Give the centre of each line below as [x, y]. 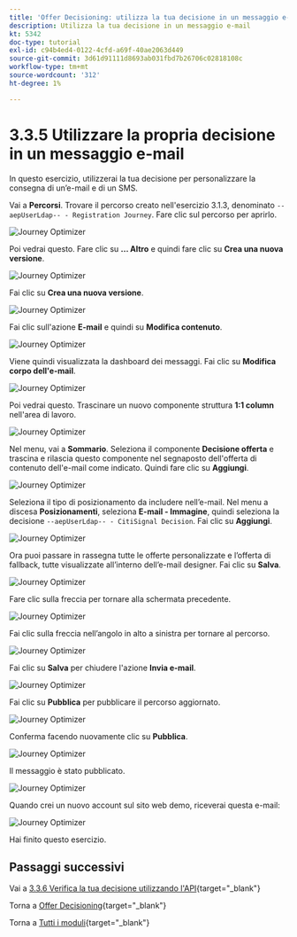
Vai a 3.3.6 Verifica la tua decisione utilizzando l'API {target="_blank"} [135, 888]
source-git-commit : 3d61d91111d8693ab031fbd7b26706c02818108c [126, 59]
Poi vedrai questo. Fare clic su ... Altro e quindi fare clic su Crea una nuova [146, 248]
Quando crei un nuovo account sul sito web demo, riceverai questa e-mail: [145, 805]
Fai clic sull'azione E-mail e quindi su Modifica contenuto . [116, 327]
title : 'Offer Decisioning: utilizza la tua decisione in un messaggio [144, 17]
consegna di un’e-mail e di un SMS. [74, 188]
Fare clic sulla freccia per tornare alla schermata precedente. [120, 598]
